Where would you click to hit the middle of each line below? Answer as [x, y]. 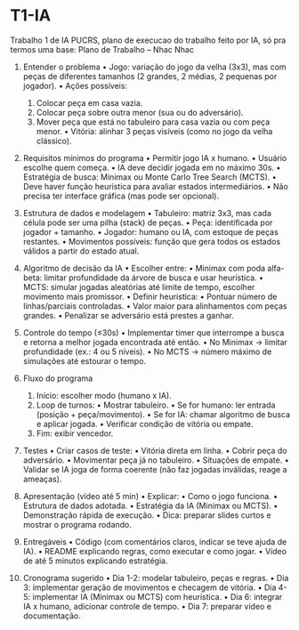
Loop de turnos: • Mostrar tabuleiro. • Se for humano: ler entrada [156, 405]
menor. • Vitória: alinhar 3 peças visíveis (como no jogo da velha [154, 131]
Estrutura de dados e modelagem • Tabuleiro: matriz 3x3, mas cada [147, 213]
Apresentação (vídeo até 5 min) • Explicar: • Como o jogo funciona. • [150, 496]
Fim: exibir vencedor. [75, 433]
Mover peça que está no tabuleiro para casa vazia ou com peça [153, 122]
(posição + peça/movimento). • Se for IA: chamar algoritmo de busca [163, 414]
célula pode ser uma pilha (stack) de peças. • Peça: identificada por [148, 222]
